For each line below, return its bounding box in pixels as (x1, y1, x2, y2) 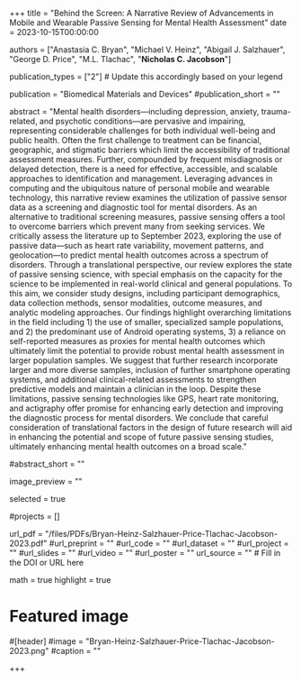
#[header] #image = (9, 635, 84, 647)
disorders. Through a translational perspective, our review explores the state (9, 259, 293, 269)
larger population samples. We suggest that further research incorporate (9, 355, 279, 366)
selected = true (9, 494, 66, 504)
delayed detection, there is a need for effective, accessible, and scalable (9, 164, 279, 174)
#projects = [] (9, 511, 60, 522)
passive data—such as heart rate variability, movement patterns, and (9, 241, 264, 250)
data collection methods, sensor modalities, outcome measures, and (9, 297, 262, 308)
